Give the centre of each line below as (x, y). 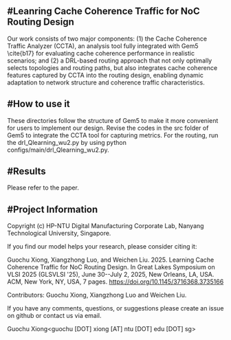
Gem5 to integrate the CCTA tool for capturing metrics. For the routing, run (113, 135)
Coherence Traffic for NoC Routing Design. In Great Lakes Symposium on (111, 267)
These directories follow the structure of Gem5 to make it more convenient (113, 120)
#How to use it (38, 104)
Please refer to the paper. (43, 188)
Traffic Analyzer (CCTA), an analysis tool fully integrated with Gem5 (103, 46)
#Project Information (53, 209)
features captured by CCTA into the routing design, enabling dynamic (106, 75)
